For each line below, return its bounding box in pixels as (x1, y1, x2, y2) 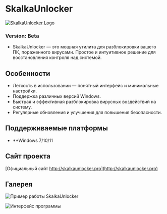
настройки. (12, 88, 37, 94)
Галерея (5, 180, 33, 189)
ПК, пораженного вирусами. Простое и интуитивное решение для (12, 49, 156, 56)
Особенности (5, 69, 50, 78)
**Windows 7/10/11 (12, 137, 53, 143)
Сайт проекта (5, 152, 50, 161)
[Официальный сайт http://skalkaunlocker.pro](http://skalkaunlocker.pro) (5, 165, 158, 172)
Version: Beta (5, 32, 39, 39)
